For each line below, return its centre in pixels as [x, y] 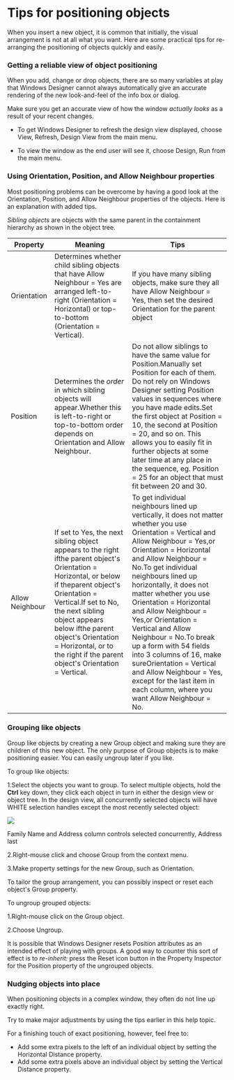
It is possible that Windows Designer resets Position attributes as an [104, 943]
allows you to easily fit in [172, 442]
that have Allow [80, 274]
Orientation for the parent [173, 309]
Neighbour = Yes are [88, 282]
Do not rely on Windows [171, 381]
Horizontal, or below [87, 576]
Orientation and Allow [90, 442]
